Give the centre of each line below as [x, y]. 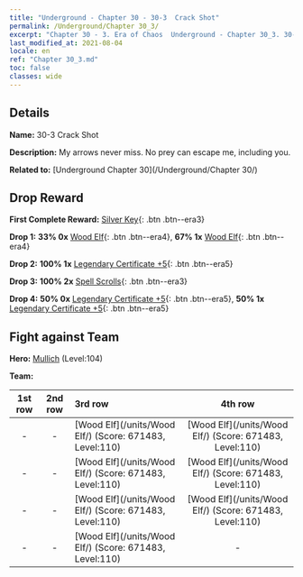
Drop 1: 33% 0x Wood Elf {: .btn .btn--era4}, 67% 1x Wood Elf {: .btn [135, 237]
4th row [238, 404]
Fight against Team [64, 337]
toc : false [30, 69]
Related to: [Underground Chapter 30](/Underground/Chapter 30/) [134, 169]
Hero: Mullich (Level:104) [56, 359]
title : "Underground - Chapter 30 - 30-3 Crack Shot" [115, 18]
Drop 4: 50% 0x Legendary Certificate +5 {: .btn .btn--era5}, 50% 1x [137, 299]
